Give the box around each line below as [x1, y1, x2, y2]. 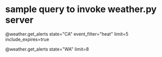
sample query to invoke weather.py [5, 4, 157, 15]
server [5, 14, 34, 26]
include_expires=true [5, 36, 50, 42]
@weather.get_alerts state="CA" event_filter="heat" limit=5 [5, 31, 129, 37]
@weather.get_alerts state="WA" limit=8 [5, 46, 89, 52]
